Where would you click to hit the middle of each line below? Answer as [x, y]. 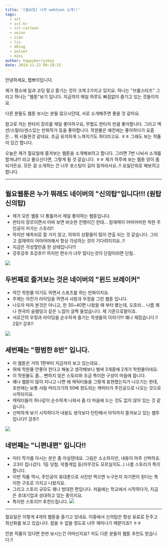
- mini [16, 56]
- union [18, 33]
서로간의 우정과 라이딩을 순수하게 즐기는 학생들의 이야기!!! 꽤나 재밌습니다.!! [85, 317]
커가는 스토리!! [40, 228]
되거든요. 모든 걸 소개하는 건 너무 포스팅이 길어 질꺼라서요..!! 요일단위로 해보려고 [83, 166]
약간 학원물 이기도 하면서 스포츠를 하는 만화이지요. [61, 292]
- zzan [16, 38]
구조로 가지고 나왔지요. [44, 483]
